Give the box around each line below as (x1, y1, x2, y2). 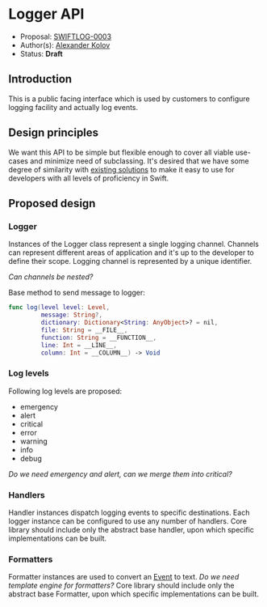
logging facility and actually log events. (8, 102, 139, 112)
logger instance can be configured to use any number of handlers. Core (8, 516, 248, 526)
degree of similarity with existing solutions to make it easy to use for (8, 164, 235, 174)
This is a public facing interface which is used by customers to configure (8, 94, 250, 104)
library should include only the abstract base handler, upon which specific (8, 524, 254, 534)
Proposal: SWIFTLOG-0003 (19, 32, 111, 41)
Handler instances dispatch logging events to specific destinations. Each (8, 507, 250, 517)
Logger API (8, 5, 85, 23)
